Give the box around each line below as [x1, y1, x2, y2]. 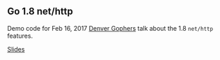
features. [7, 31, 33, 40]
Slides [7, 45, 25, 53]
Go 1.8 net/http [7, 6, 73, 17]
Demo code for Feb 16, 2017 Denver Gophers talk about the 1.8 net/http [7, 24, 214, 32]
